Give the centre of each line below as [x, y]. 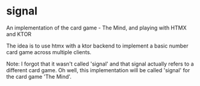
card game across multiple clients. [49, 52]
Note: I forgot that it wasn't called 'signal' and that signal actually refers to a [100, 64]
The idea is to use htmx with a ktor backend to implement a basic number [97, 46]
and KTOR [19, 34]
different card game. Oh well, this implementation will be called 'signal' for [98, 70]
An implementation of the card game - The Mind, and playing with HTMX [96, 28]
